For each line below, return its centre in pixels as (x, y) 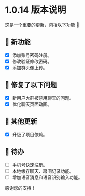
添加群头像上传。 (30, 67)
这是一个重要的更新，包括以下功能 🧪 (42, 25)
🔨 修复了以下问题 (31, 85)
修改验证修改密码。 (32, 61)
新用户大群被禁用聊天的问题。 (43, 98)
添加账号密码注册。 (32, 55)
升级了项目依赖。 (30, 134)
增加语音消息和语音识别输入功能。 (47, 177)
